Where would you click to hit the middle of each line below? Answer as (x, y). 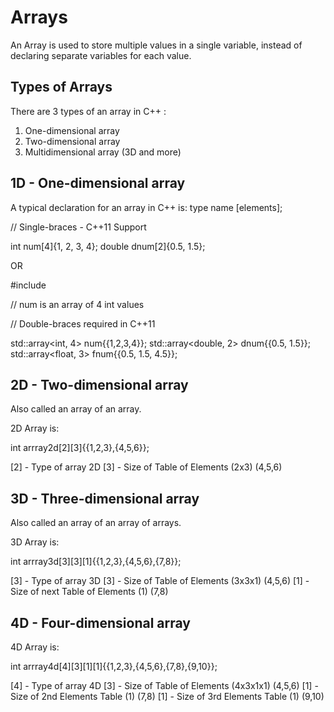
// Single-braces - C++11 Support (78, 227)
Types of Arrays (61, 87)
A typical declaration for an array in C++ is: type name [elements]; (146, 207)
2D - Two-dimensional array (99, 384)
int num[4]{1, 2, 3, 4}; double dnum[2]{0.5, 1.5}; (108, 246)
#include (28, 285)
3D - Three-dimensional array (105, 498)
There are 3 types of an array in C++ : (88, 111)
